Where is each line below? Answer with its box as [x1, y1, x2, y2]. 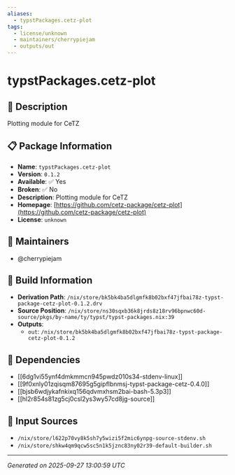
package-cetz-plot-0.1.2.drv [17, 300, 103, 308]
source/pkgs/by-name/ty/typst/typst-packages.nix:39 [17, 314, 175, 321]
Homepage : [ [17, 200, 57, 208]
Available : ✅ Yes [17, 177, 66, 185]
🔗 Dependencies [7, 354, 80, 366]
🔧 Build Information [7, 274, 93, 287]
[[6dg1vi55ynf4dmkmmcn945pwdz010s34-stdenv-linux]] [17, 372, 183, 381]
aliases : [7, 10, 33, 17]
